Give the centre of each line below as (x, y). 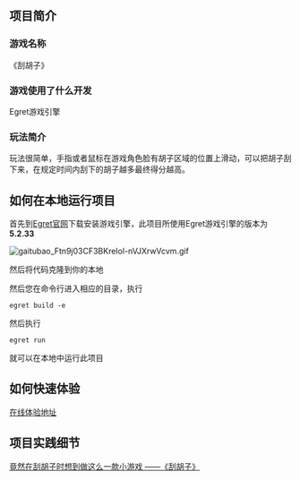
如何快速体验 (45, 389)
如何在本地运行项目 (62, 200)
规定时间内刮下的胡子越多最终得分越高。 (115, 169)
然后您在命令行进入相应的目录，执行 (76, 288)
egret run (28, 340)
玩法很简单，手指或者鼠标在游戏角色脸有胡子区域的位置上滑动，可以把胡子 (146, 159)
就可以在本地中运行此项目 (56, 358)
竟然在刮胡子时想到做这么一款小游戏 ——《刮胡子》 (104, 466)
